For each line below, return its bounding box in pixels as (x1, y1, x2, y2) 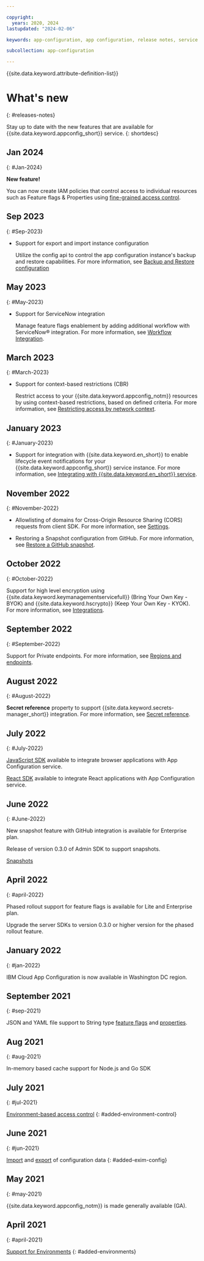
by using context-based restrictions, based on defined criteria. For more (15, 399, 197, 406)
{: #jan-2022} (6, 961, 41, 968)
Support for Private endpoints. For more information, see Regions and (6, 652, 182, 660)
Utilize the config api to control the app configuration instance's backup (15, 251, 196, 258)
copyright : (6, 14, 34, 20)
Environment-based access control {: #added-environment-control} (6, 1111, 177, 1118)
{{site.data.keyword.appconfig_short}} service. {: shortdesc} (6, 129, 159, 137)
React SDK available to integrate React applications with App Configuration (6, 775, 195, 782)
